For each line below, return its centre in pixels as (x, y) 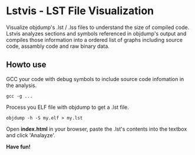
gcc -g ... (19, 96)
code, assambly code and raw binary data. (58, 46)
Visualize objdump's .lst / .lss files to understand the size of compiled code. (98, 27)
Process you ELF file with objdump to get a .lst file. (68, 107)
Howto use (26, 65)
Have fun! (18, 147)
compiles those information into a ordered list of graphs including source (94, 40)
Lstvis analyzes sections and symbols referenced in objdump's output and (96, 33)
